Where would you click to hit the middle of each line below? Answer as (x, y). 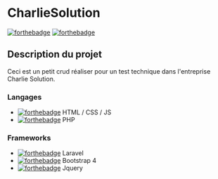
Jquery (72, 168)
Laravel (73, 153)
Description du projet (55, 54)
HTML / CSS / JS (87, 112)
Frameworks (29, 138)
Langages (25, 97)
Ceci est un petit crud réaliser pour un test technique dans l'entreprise (109, 71)
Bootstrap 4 (79, 161)
